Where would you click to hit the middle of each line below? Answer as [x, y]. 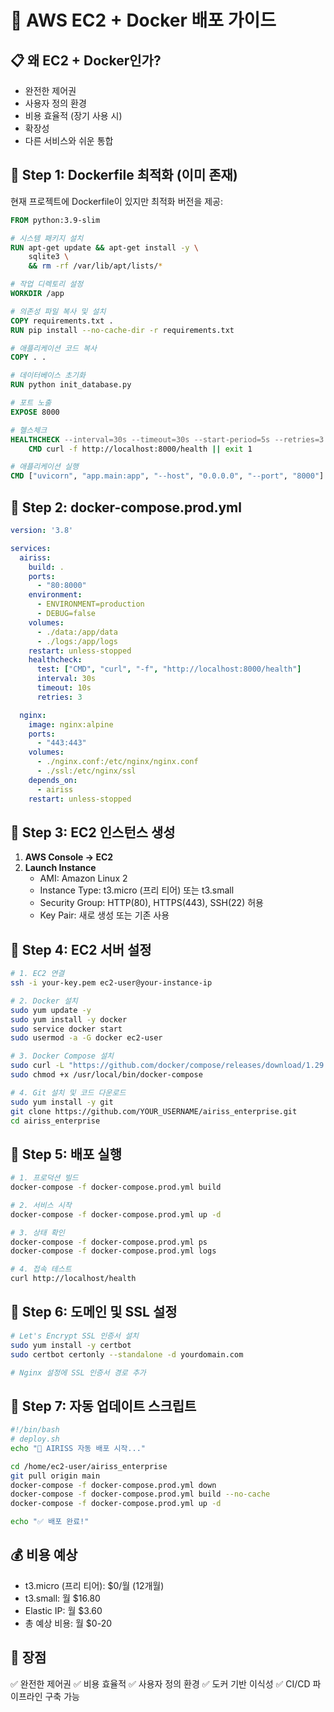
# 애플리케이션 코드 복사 [54, 348]
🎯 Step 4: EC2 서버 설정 [81, 949]
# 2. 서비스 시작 [41, 1205]
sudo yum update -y [51, 1010]
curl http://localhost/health [73, 1279]
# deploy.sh [35, 1439]
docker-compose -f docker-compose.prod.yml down [113, 1485]
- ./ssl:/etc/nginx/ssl [86, 771]
